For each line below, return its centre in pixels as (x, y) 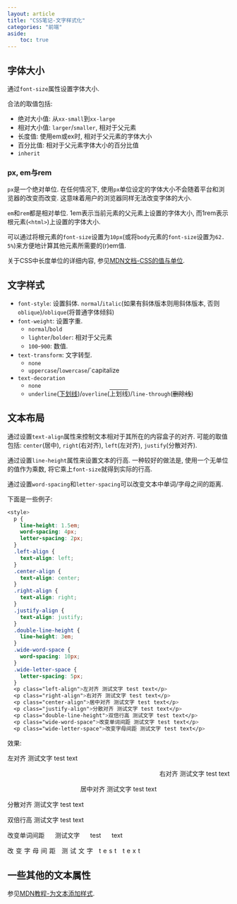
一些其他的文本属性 (49, 875)
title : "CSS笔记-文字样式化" (47, 20)
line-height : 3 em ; (47, 637)
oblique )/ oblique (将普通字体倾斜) (66, 312)
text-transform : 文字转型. (55, 355)
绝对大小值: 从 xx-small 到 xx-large (66, 118)
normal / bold (45, 329)
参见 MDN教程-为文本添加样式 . (51, 893)
